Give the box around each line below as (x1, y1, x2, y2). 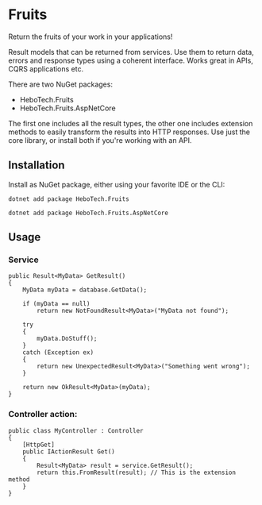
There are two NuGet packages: (8, 79, 114, 89)
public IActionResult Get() (22, 447, 115, 456)
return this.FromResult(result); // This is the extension (37, 468, 237, 476)
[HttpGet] (22, 441, 56, 449)
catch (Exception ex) (22, 349, 94, 357)
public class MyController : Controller (8, 426, 144, 434)
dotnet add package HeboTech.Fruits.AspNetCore (8, 209, 169, 217)
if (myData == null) (22, 300, 91, 308)
